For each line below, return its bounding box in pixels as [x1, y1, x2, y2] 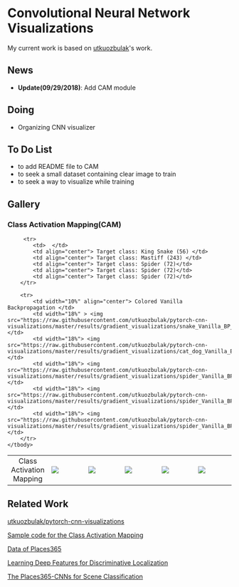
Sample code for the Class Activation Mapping [7, 531, 144, 539]
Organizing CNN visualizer [17, 123, 96, 131]
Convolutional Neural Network [7, 5, 191, 21]
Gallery [7, 198, 41, 210]
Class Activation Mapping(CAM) [7, 219, 122, 229]
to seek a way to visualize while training [17, 177, 134, 186]
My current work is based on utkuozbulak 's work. [7, 43, 153, 52]
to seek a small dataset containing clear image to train [17, 170, 176, 179]
